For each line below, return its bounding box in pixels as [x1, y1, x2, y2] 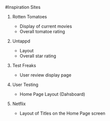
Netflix [12, 101, 26, 107]
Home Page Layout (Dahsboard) [19, 91, 85, 97]
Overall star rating [19, 53, 56, 59]
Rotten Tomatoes [12, 14, 47, 19]
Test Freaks [12, 63, 36, 68]
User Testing [12, 81, 38, 87]
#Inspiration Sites [5, 4, 41, 10]
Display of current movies [19, 23, 73, 29]
